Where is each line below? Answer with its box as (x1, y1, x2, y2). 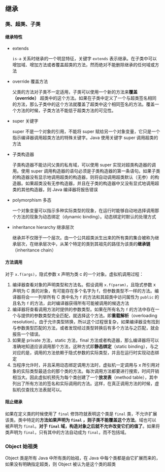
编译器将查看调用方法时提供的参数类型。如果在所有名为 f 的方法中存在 (12, 306, 155, 312)
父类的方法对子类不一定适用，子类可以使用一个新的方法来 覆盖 (12, 88, 138, 95)
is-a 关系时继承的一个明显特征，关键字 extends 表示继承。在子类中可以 (12, 55, 157, 61)
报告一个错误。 (12, 331, 43, 337)
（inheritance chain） (12, 247, 57, 253)
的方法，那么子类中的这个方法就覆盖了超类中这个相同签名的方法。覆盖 (12, 101, 155, 107)
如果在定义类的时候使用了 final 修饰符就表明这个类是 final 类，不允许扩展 (5, 411, 158, 417)
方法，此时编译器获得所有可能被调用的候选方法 (34, 300, 130, 306)
